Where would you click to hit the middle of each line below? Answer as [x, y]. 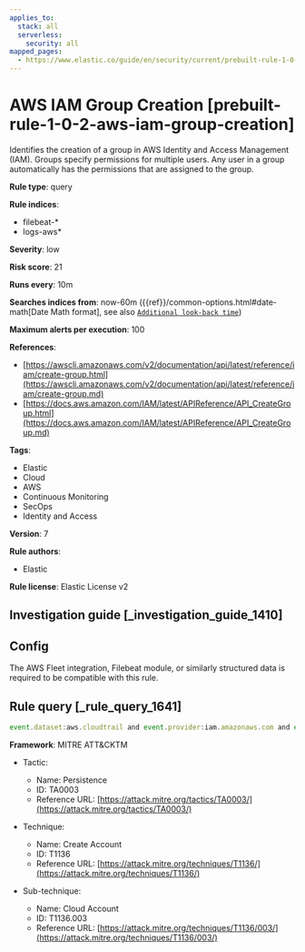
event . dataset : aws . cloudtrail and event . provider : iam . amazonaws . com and [150, 727]
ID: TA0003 [58, 789]
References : [33, 347]
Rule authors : [35, 551]
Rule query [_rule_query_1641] [96, 706]
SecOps [37, 506]
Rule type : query [41, 187]
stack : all [38, 26]
